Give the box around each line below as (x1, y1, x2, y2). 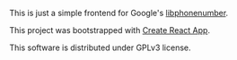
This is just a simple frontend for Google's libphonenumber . (9, 8, 229, 18)
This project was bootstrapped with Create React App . (9, 25, 211, 35)
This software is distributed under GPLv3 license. (9, 42, 191, 53)
